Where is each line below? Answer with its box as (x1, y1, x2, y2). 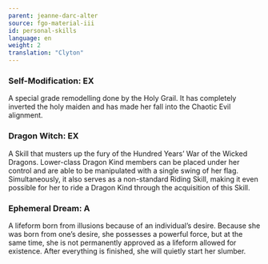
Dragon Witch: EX (8, 130, 79, 142)
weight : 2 (8, 42, 42, 50)
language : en (8, 34, 52, 42)
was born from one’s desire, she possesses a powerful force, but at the (8, 229, 243, 238)
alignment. (8, 110, 43, 120)
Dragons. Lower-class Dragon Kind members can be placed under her (8, 157, 240, 166)
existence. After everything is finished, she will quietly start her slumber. (8, 246, 246, 256)
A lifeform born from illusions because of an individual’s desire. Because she (8, 221, 261, 230)
